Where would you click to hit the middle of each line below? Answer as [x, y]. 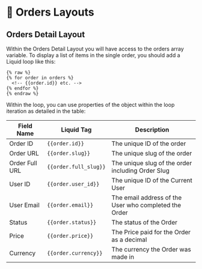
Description [152, 130]
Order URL [24, 153]
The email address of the [147, 198]
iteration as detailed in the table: [46, 111]
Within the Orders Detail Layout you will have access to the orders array [95, 49]
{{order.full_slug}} [77, 167]
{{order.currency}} [75, 253]
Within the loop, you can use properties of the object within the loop [90, 105]
